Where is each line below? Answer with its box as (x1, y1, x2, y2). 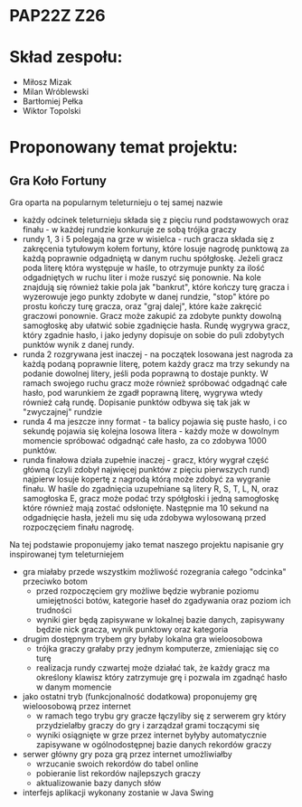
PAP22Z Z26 (9, 5, 106, 26)
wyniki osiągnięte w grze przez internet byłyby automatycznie (35, 729, 267, 741)
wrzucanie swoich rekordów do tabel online (35, 758, 199, 769)
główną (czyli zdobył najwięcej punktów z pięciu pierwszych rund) (22, 464, 270, 475)
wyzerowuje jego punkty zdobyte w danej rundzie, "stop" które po (22, 291, 269, 303)
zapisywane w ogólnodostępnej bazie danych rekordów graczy (35, 739, 272, 750)
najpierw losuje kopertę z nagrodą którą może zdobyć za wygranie (22, 474, 271, 484)
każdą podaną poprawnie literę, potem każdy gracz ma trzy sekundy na (22, 359, 290, 370)
